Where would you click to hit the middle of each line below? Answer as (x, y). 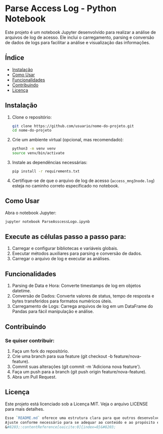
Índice (15, 58)
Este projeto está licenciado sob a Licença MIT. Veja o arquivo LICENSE (76, 404)
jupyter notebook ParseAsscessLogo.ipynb (48, 221)
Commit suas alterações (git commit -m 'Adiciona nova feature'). (77, 367)
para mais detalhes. (25, 409)
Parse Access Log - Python (61, 8)
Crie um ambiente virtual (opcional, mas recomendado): (68, 140)
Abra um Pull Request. (34, 377)
